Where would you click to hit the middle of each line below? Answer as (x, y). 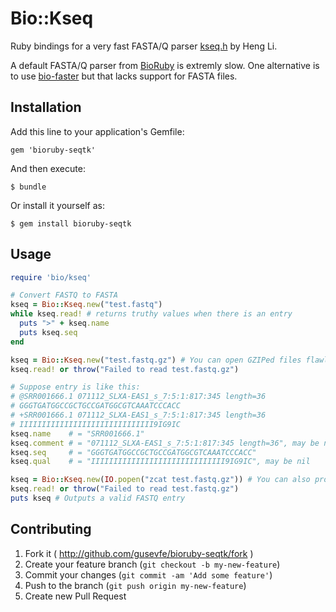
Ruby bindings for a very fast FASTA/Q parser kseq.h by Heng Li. (144, 46)
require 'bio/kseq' (51, 277)
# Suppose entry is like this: (75, 387)
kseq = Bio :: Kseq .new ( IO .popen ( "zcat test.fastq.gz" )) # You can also (160, 480)
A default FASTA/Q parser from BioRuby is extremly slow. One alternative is (165, 65)
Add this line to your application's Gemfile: (97, 131)
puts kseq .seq (48, 332)
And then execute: (48, 168)
